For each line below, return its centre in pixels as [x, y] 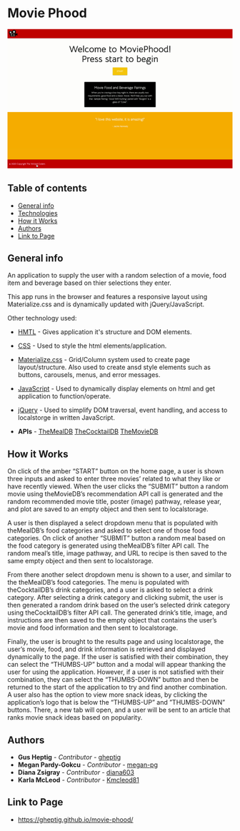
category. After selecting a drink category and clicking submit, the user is [115, 598]
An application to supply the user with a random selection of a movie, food [117, 276]
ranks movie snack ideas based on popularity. [75, 717]
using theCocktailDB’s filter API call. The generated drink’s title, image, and [117, 613]
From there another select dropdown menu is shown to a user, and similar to [120, 575]
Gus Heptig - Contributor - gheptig [69, 757]
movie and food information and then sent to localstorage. [93, 628]
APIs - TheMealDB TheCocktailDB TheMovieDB [88, 432]
